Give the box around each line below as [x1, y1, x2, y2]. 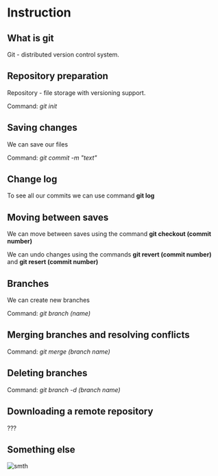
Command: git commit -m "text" [7, 153, 97, 162]
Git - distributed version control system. [7, 50, 120, 58]
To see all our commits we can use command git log [7, 191, 155, 200]
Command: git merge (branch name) [7, 347, 111, 356]
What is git [7, 32, 54, 44]
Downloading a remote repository [7, 406, 154, 418]
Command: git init [7, 102, 58, 110]
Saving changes [7, 122, 77, 133]
